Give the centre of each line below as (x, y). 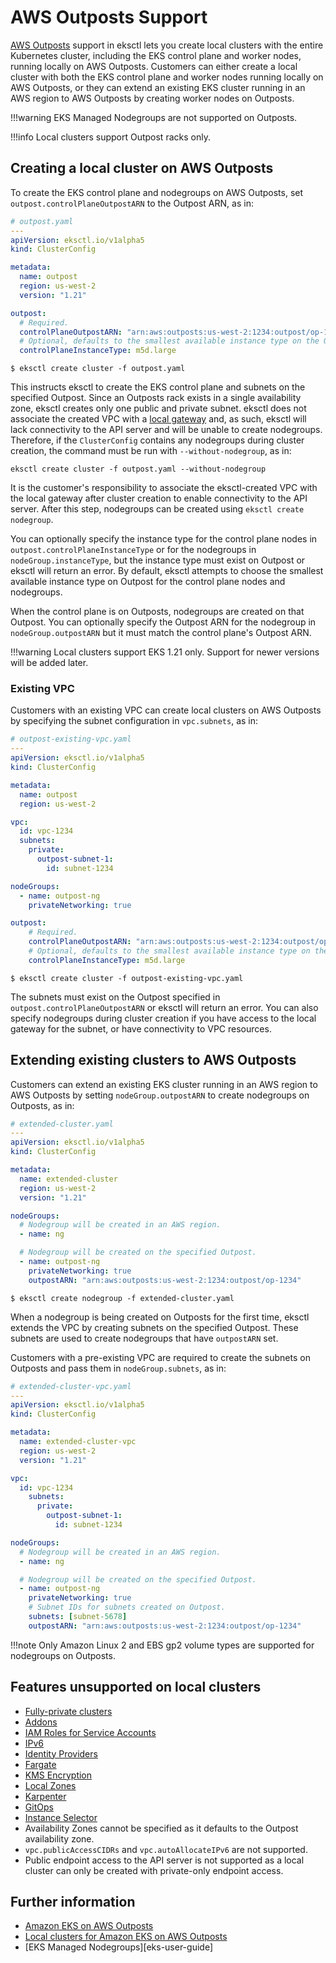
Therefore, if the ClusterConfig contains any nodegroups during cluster (157, 440)
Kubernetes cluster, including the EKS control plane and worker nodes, (156, 55)
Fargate (40, 1764)
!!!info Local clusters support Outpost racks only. (110, 137)
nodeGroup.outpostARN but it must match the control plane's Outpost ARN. (161, 633)
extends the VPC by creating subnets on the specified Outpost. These (154, 1327)
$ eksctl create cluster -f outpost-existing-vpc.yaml (127, 978)
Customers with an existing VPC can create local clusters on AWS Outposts (166, 710)
